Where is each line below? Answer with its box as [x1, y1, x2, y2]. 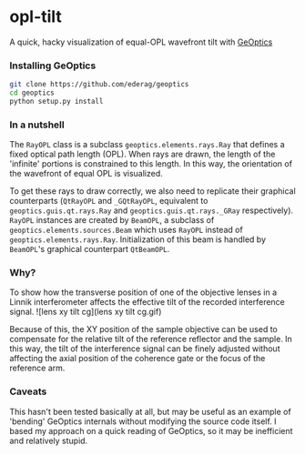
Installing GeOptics [9, 59, 97, 72]
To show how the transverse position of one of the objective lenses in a [9, 287, 278, 298]
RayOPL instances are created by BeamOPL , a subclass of [9, 215, 215, 226]
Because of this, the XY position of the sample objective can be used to [9, 324, 278, 335]
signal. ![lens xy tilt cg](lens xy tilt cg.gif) [9, 307, 162, 318]
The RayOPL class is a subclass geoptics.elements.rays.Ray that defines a [9, 139, 285, 150]
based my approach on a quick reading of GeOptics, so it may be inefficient [9, 425, 293, 436]
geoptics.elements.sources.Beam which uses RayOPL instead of [9, 225, 243, 236]
